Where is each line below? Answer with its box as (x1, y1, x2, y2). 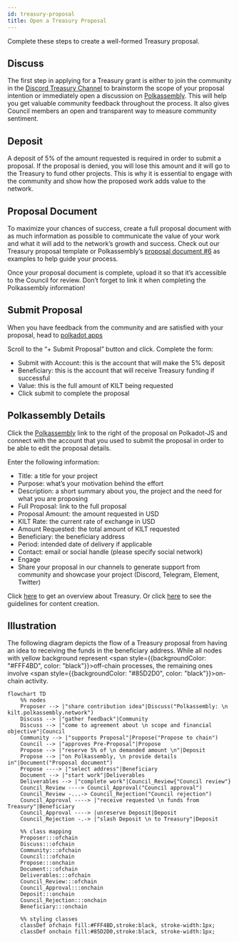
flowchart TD (7, 690, 46, 698)
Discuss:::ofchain (20, 841, 75, 848)
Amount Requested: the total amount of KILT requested (17, 525, 180, 533)
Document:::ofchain (20, 866, 78, 873)
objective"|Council (7, 728, 66, 735)
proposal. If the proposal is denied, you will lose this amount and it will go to (7, 162, 230, 170)
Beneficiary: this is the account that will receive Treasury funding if (17, 366, 215, 375)
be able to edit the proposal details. (7, 444, 111, 452)
